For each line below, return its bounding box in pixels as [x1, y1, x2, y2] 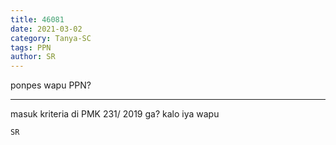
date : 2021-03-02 [10, 24, 83, 34]
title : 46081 [10, 14, 65, 25]
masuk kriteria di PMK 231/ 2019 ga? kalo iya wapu [10, 108, 220, 120]
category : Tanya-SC [10, 33, 92, 43]
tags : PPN [10, 42, 52, 53]
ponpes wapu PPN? [10, 79, 92, 91]
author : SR [10, 52, 56, 62]
